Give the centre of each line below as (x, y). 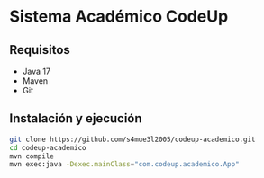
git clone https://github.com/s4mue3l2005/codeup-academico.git (132, 139)
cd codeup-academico (48, 147)
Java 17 (36, 71)
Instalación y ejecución (76, 119)
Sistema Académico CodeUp (119, 17)
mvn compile (32, 156)
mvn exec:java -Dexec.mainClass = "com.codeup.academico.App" (125, 165)
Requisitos (40, 50)
